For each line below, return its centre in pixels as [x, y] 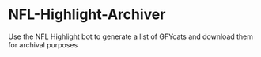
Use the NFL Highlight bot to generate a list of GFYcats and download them [131, 36]
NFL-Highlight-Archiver [87, 15]
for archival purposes [43, 44]
